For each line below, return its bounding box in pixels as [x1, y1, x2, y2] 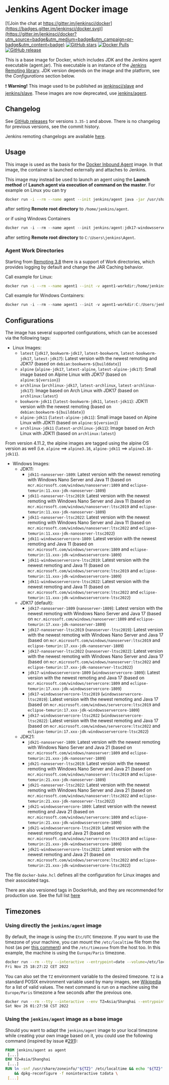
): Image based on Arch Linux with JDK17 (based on [31, 388, 139, 394]
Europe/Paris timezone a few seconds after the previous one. [5, 989, 132, 995]
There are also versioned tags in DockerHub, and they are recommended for [5, 887, 163, 893]
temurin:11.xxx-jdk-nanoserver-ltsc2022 [27, 531, 114, 536]
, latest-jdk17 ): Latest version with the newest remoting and [31, 355, 157, 361]
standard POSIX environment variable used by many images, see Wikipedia [5, 979, 161, 985]
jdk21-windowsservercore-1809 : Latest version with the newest [27, 803, 157, 809]
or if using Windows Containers [5, 216, 70, 222]
